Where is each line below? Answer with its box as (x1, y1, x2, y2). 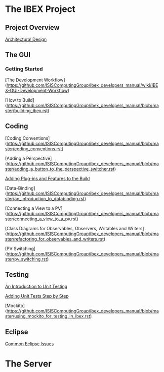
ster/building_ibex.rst (5, 108, 48, 114)
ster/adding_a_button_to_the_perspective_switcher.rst (5, 166, 115, 172)
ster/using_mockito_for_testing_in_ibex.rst (5, 313, 90, 319)
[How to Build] (5, 97, 35, 103)
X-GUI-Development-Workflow (5, 87, 68, 93)
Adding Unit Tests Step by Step (5, 293, 69, 299)
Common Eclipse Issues (5, 341, 54, 347)
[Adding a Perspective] (5, 155, 52, 161)
